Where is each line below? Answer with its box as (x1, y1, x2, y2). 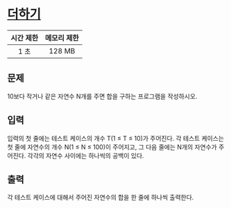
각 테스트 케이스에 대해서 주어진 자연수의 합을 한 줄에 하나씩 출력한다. (7, 193, 194, 202)
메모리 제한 (44, 33, 80, 42)
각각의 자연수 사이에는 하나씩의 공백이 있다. (27, 151, 144, 159)
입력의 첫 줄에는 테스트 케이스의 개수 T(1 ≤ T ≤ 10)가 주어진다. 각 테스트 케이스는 (7, 134, 224, 142)
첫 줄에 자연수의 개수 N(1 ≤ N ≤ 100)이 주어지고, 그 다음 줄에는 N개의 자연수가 (7, 143, 217, 151)
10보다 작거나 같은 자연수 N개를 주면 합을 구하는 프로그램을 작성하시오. (7, 92, 198, 101)
